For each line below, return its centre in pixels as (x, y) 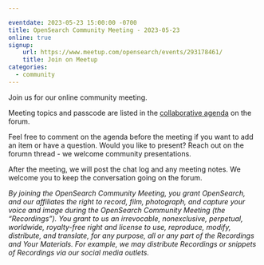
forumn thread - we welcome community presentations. (100, 153)
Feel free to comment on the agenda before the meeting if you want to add (131, 136)
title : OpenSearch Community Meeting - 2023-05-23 (94, 30)
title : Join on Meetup (60, 60)
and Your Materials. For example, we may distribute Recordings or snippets (132, 243)
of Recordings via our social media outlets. (79, 252)
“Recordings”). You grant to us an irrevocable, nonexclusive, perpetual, (126, 218)
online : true (30, 38)
